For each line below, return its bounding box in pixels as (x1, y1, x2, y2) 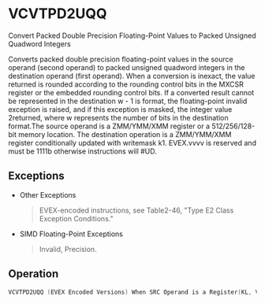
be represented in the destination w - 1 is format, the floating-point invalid (8, 96, 248, 106)
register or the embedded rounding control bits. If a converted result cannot (8, 87, 255, 97)
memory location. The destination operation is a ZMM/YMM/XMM (18, 129, 232, 139)
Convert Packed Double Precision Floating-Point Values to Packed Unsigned (8, 31, 256, 40)
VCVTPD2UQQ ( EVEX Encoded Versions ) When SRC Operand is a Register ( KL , (8, 288, 252, 296)
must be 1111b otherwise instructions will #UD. (8, 146, 158, 156)
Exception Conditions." (39, 213, 114, 223)
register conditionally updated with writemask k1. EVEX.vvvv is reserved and (8, 138, 256, 147)
